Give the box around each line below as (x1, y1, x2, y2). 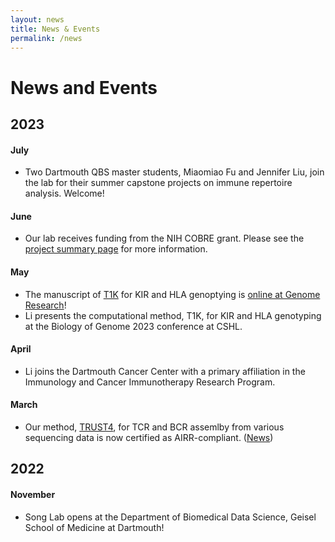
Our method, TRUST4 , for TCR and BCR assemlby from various (24, 421, 285, 433)
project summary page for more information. (24, 243, 208, 255)
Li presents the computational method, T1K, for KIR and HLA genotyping (24, 309, 322, 321)
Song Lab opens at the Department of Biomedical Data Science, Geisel (24, 511, 317, 523)
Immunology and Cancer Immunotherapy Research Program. (24, 376, 276, 388)
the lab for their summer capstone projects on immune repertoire (24, 177, 293, 189)
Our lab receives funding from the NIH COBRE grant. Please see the (24, 232, 305, 245)
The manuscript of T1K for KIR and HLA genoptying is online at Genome (24, 288, 321, 300)
